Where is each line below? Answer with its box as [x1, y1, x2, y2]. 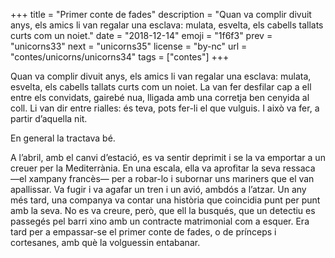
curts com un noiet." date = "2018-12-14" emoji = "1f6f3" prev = [10, 30, 273, 41]
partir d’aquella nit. [10, 113, 88, 124]
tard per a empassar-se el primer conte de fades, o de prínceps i [10, 226, 277, 238]
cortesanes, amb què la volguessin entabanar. [10, 237, 201, 248]
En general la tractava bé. [10, 132, 116, 144]
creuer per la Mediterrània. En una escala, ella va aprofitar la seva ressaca [10, 162, 316, 174]
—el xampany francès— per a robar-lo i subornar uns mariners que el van [10, 173, 315, 184]
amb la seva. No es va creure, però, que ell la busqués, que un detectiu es [10, 205, 316, 216]
